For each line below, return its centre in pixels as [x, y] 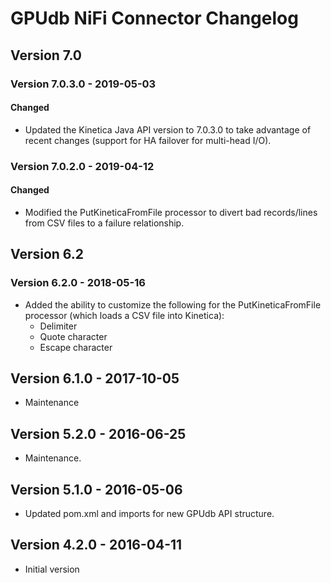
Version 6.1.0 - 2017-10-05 [95, 378]
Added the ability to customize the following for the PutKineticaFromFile [173, 304]
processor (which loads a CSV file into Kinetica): [124, 315]
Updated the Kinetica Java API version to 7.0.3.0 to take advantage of [168, 129]
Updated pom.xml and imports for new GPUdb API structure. [149, 513]
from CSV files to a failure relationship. [104, 223]
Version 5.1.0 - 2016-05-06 [96, 489]
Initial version [52, 569]
